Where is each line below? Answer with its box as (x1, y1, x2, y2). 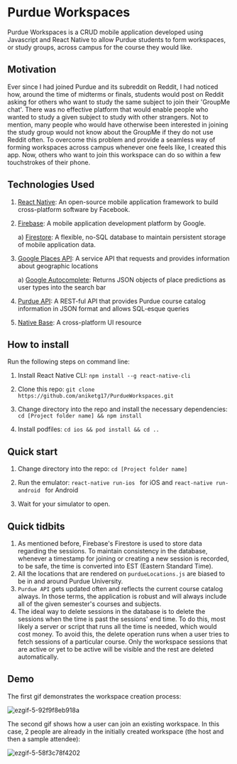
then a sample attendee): (7, 734, 80, 743)
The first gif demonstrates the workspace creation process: (7, 691, 182, 701)
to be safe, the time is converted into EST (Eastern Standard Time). (17, 562, 214, 570)
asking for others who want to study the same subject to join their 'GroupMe (7, 97, 231, 106)
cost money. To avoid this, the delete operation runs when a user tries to (17, 630, 229, 638)
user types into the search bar (17, 282, 106, 292)
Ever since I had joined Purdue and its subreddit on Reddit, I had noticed (7, 83, 219, 91)
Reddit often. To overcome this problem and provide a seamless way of (7, 135, 216, 144)
